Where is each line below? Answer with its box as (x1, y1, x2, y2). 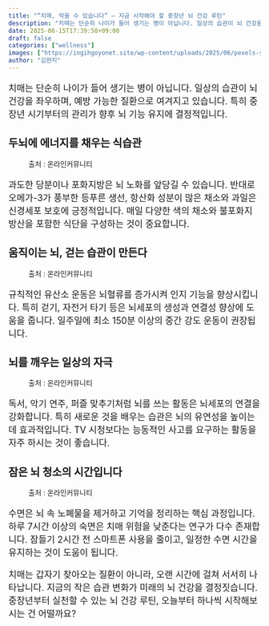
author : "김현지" (8, 57, 62, 65)
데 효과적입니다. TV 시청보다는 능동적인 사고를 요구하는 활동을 (8, 424, 257, 436)
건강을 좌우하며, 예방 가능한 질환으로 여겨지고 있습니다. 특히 (8, 95, 247, 107)
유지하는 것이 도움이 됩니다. (8, 547, 118, 559)
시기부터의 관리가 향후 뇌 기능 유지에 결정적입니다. (27, 108, 228, 120)
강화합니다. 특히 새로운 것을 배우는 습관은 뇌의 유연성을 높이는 (8, 411, 255, 423)
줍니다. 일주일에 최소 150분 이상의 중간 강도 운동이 (27, 314, 229, 326)
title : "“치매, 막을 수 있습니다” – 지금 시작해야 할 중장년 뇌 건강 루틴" (8, 11, 227, 20)
